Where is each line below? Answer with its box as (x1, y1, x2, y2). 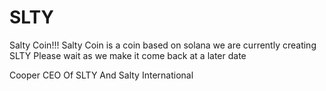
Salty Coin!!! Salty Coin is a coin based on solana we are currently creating (9, 39, 317, 51)
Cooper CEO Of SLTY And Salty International (9, 69, 194, 81)
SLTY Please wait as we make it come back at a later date (9, 49, 247, 61)
